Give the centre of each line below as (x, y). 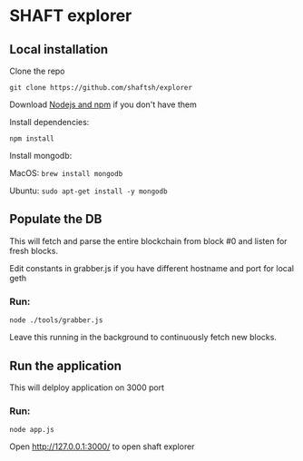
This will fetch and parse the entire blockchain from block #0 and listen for (148, 240)
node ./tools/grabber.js (56, 320)
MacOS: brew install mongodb (66, 173)
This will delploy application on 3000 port (87, 387)
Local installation (59, 49)
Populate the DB (56, 219)
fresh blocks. (34, 250)
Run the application (66, 365)
